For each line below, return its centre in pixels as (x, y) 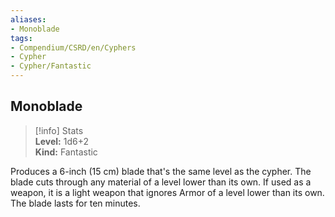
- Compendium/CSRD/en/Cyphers (73, 47)
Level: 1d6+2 (61, 141)
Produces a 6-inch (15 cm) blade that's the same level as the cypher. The (161, 171)
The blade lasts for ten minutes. (75, 203)
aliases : (28, 19)
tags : (21, 38)
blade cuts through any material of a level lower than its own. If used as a (161, 182)
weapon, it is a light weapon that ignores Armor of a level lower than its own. (167, 192)
